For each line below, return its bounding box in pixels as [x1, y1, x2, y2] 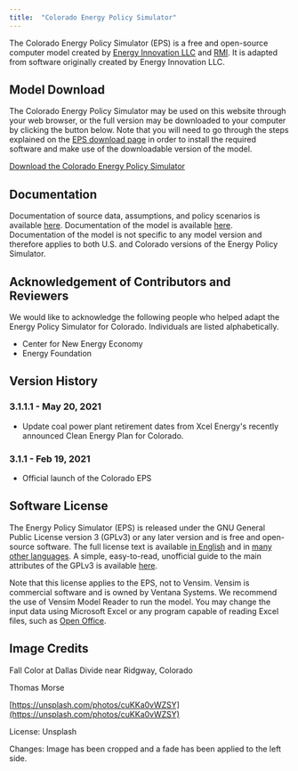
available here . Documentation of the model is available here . [9, 220, 233, 231]
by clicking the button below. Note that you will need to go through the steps [9, 125, 289, 135]
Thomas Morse [9, 682, 65, 693]
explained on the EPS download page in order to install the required [9, 135, 256, 145]
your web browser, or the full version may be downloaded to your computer [9, 115, 286, 126]
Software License [9, 498, 109, 513]
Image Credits [9, 641, 89, 656]
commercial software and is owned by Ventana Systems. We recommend [9, 586, 278, 597]
